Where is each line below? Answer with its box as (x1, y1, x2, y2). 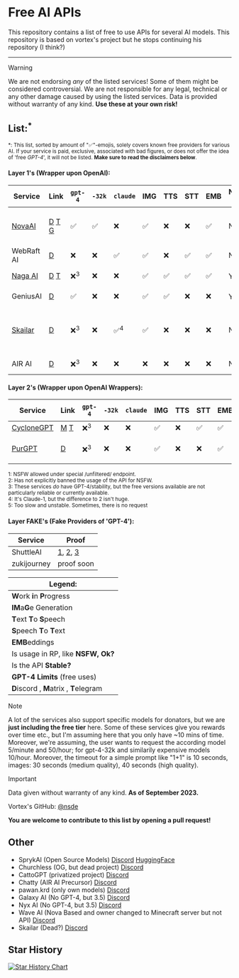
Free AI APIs (8, 4, 82, 21)
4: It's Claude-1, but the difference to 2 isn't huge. (8, 495, 130, 503)
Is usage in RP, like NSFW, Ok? (11, 648, 115, 658)
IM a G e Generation (11, 602, 73, 612)
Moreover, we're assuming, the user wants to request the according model (8, 738, 226, 746)
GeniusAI (11, 291, 42, 301)
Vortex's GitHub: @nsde (8, 802, 79, 810)
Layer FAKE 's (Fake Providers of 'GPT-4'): (8, 517, 135, 526)
